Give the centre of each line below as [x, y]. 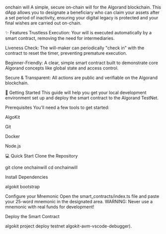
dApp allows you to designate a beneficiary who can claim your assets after [83, 12]
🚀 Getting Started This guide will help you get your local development [76, 92]
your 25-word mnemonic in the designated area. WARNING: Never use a [79, 201]
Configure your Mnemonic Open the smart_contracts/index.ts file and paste [82, 196]
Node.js [13, 146]
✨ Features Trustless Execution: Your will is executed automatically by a [79, 33]
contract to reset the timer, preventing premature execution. [66, 53]
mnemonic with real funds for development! [50, 207]
